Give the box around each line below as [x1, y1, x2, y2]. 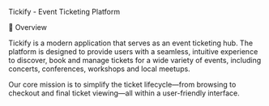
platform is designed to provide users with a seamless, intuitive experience [8, 47, 258, 56]
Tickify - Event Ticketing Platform [8, 7, 120, 16]
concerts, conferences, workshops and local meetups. [8, 64, 190, 74]
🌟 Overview [8, 23, 47, 32]
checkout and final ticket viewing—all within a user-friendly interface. [8, 88, 241, 98]
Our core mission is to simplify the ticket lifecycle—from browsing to [8, 80, 237, 89]
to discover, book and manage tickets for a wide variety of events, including [8, 56, 262, 65]
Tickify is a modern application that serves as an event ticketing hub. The [8, 38, 254, 48]
